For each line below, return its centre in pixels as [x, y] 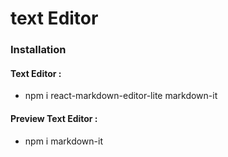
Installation [38, 50]
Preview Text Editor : [54, 118]
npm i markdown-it [64, 141]
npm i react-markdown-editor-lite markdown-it [121, 96]
